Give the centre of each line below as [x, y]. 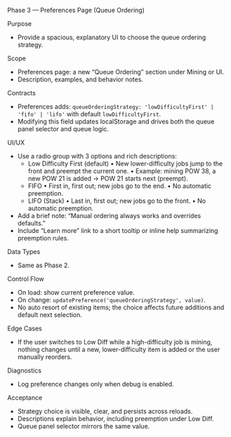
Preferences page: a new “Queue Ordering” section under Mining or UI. [121, 72]
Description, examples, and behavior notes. [80, 79]
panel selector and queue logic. [63, 129]
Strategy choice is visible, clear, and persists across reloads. [105, 411]
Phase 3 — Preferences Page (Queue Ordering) [76, 10]
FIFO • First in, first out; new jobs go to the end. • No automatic [120, 186]
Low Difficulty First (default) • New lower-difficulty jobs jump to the [125, 163]
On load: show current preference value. [76, 293]
